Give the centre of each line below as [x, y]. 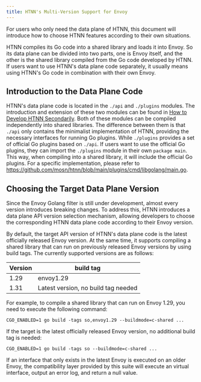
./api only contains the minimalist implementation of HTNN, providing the [98, 131]
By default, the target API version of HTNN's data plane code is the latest [97, 234]
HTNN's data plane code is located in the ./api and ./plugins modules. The [101, 106]
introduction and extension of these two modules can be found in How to [97, 112]
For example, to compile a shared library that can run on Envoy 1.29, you [96, 303]
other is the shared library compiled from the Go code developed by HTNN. [100, 60]
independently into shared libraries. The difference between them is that [96, 125]
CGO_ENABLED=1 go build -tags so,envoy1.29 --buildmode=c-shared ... [95, 320]
